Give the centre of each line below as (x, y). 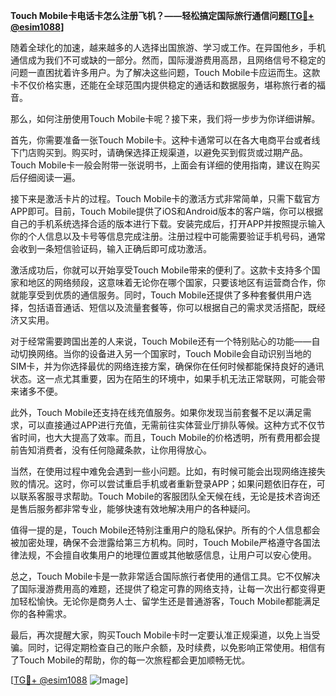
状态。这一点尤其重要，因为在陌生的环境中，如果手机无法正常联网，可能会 (163, 378)
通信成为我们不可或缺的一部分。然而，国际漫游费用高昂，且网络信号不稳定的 (168, 60)
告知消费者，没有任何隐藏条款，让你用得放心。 (115, 450)
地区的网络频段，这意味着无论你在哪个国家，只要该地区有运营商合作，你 (176, 282)
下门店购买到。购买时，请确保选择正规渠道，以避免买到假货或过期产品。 (159, 152)
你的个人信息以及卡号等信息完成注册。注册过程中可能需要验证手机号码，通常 (168, 236)
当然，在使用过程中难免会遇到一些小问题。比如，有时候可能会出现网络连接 (163, 471)
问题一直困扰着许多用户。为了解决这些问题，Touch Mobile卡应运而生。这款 (165, 72)
